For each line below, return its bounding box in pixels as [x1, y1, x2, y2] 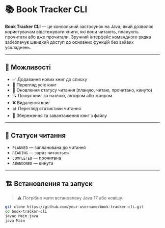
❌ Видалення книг [12, 99, 51, 106]
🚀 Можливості [5, 63, 51, 72]
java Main [5, 218, 26, 223]
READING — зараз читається [12, 149, 69, 155]
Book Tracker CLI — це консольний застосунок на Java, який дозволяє [5, 23, 154, 29]
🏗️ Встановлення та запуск [5, 179, 93, 188]
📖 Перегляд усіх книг [12, 82, 57, 87]
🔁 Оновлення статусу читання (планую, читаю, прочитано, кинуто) [12, 87, 153, 93]
